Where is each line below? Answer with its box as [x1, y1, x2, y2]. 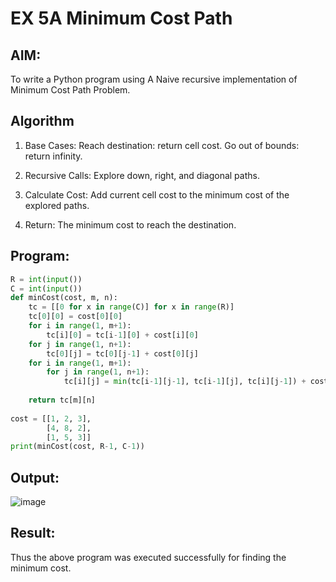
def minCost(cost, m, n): [10, 293, 118, 303]
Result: [10, 525, 56, 542]
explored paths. [24, 199, 90, 211]
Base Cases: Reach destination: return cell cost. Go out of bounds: [24, 139, 300, 151]
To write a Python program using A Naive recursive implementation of [10, 73, 298, 85]
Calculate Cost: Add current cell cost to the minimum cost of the [24, 188, 290, 201]
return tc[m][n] [28, 395, 97, 405]
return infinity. [24, 150, 83, 162]
